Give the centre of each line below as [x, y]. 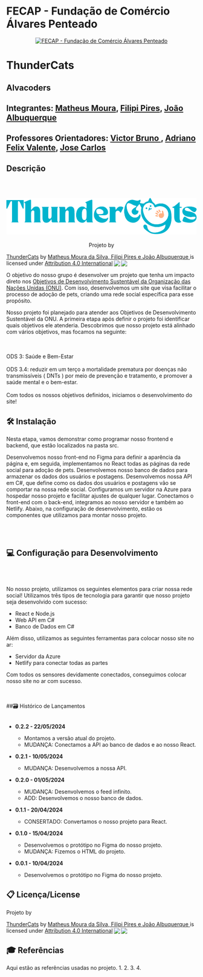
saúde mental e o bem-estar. [42, 382]
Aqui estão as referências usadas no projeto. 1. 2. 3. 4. [74, 968]
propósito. [19, 301]
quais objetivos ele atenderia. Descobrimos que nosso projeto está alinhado [101, 325]
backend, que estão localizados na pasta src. [63, 445]
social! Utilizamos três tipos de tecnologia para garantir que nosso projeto [98, 595]
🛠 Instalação [31, 422]
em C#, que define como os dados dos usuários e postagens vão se [91, 483]
